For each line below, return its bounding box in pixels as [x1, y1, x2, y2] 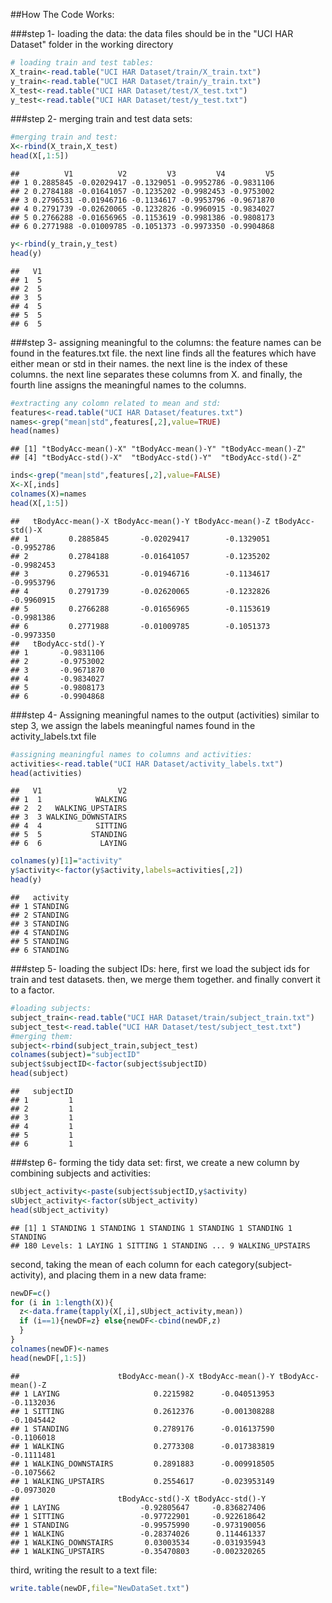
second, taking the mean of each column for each [10, 1258, 216, 1270]
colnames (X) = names [10, 489, 87, 499]
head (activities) [10, 768, 83, 778]
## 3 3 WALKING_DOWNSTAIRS [10, 812, 128, 823]
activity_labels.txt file [10, 730, 97, 742]
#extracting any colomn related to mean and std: [10, 398, 222, 408]
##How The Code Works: [10, 9, 115, 20]
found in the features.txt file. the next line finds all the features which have [10, 347, 317, 359]
